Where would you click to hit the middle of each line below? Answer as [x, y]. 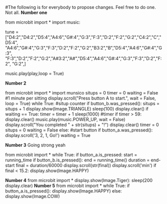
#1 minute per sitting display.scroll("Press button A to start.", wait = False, [80, 98]
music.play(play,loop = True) [34, 73]
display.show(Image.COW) [32, 196]
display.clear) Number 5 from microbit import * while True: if [67, 185]
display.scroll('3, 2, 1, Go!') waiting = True [48, 135]
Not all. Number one [26, 12]
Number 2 [16, 83]
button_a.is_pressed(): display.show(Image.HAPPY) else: [63, 191]
